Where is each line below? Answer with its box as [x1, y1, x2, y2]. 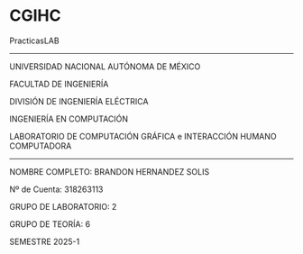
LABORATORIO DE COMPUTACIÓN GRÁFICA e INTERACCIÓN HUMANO [9, 131, 277, 141]
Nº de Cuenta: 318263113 [9, 184, 104, 195]
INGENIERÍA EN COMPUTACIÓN [9, 113, 129, 124]
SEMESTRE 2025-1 [9, 236, 80, 247]
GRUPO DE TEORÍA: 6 [9, 218, 91, 230]
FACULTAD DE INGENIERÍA [9, 78, 109, 89]
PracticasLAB [9, 35, 60, 46]
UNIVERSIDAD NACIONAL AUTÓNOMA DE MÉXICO [9, 60, 201, 72]
